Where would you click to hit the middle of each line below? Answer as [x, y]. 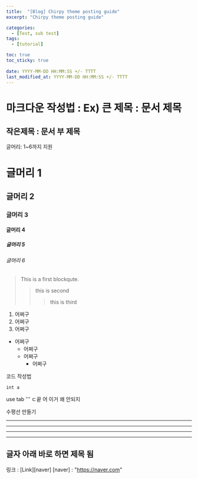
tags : [13, 39]
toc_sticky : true [27, 60]
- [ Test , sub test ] [35, 33]
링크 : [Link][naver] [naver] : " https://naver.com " [64, 470]
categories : [21, 28]
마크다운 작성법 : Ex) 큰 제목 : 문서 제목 [94, 108]
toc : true [18, 55]
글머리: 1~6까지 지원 [29, 147]
